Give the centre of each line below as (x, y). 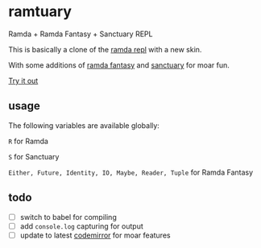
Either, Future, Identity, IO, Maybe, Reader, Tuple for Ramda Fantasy (131, 172)
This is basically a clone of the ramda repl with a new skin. (105, 49)
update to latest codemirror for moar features (95, 235)
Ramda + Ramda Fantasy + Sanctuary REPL (81, 34)
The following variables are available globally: (84, 125)
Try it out (23, 81)
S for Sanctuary (34, 156)
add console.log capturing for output (81, 226)
